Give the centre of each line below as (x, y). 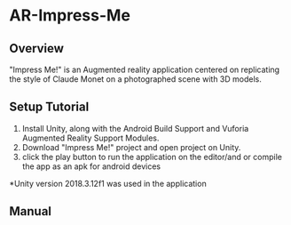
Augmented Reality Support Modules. (90, 138)
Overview (37, 48)
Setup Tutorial (49, 107)
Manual (30, 211)
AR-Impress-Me (70, 16)
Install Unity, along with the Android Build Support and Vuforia (135, 128)
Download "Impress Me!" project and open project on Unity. (131, 147)
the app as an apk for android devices (91, 166)
